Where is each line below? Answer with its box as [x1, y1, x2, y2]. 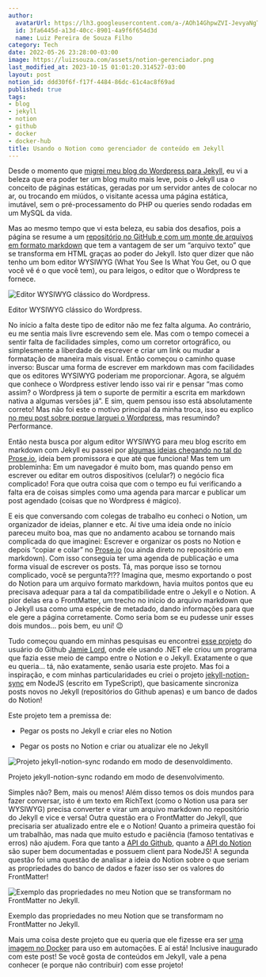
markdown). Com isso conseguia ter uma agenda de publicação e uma [8, 553, 239, 564]
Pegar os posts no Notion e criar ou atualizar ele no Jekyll [19, 741, 208, 751]
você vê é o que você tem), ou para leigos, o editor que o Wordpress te [8, 266, 241, 275]
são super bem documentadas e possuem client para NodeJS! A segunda [8, 847, 249, 856]
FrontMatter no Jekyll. [8, 920, 81, 929]
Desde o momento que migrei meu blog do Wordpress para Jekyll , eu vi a [8, 166, 249, 175]
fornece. [8, 275, 36, 284]
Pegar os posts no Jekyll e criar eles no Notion [19, 726, 173, 736]
